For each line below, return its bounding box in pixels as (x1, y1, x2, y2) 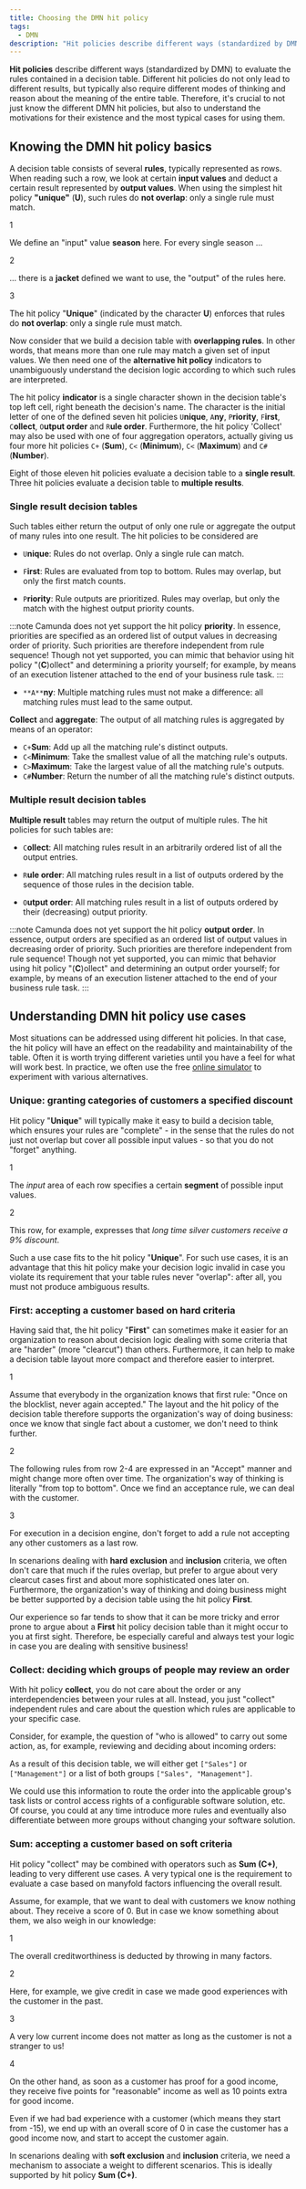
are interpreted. (9, 374, 68, 385)
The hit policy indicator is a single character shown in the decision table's (9, 392, 287, 403)
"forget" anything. (9, 1144, 77, 1155)
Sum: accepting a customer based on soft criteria (9, 1838, 233, 1850)
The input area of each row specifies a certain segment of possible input (9, 1179, 284, 1190)
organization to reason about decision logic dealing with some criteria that (9, 1335, 288, 1346)
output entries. (22, 851, 78, 863)
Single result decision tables (9, 499, 138, 512)
